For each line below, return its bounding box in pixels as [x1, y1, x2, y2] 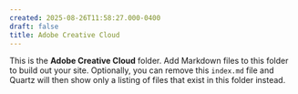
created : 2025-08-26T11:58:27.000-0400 [9, 13, 161, 23]
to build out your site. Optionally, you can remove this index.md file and [9, 65, 275, 76]
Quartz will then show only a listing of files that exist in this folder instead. [9, 75, 286, 86]
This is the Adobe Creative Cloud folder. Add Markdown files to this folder [9, 56, 289, 67]
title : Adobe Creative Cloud [9, 30, 120, 39]
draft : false [9, 22, 59, 31]
